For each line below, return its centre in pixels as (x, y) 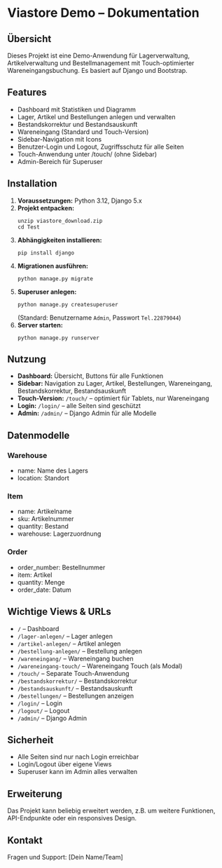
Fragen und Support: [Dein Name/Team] (65, 857)
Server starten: (40, 325)
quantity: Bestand (43, 527)
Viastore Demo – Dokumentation (103, 13)
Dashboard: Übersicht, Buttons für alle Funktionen (90, 376)
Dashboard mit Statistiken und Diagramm (77, 109)
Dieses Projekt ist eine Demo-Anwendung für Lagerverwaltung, (99, 55)
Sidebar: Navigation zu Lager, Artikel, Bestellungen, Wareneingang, (115, 384)
